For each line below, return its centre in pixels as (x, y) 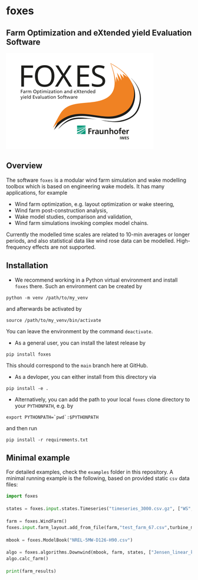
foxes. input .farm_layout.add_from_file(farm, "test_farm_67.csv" (87, 527)
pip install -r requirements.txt (47, 440)
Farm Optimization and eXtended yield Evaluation (99, 33)
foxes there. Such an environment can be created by (78, 286)
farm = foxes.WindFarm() (37, 521)
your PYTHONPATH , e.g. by (44, 405)
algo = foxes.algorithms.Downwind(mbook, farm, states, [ (79, 552)
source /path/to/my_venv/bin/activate (54, 320)
